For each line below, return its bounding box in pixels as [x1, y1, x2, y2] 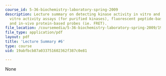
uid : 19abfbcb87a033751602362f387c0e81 [5, 48, 87, 53]
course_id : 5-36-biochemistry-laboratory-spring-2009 [5, 7, 119, 12]
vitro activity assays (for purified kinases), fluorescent [9, 16, 136, 21]
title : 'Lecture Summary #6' [5, 39, 65, 44]
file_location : [5, 25, 37, 30]
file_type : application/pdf [5, 30, 63, 35]
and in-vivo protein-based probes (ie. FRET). [9, 21, 107, 26]
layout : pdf [5, 35, 30, 40]
